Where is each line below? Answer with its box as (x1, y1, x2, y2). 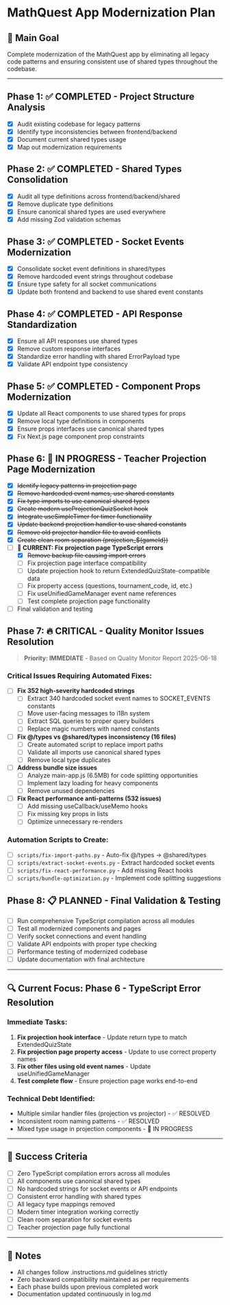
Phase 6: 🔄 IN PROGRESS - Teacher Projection (7, 453, 207, 464)
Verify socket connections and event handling (16, 932, 147, 940)
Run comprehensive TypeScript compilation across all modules (16, 916, 195, 925)
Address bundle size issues (16, 763, 98, 772)
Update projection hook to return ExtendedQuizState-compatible (27, 566, 210, 574)
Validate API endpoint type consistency (16, 360, 128, 368)
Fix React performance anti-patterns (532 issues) (16, 794, 162, 802)
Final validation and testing (16, 605, 93, 613)
